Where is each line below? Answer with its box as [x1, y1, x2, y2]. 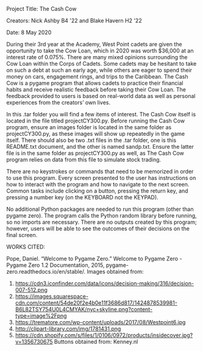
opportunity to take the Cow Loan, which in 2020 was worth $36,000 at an [6, 47, 194, 54]
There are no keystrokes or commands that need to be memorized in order [6, 168, 194, 175]
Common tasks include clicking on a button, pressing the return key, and [6, 187, 188, 194]
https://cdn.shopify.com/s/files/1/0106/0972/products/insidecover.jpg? [15, 331, 193, 339]
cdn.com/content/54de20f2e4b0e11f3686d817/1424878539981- [15, 299, 178, 307]
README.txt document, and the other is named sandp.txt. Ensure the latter [6, 143, 194, 150]
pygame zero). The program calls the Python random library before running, [6, 212, 197, 219]
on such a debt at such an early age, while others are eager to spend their [6, 66, 193, 74]
